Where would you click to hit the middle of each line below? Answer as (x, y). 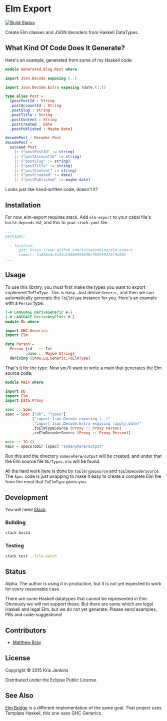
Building (15, 522)
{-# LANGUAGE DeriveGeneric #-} (39, 312)
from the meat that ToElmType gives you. (46, 482)
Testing (14, 546)
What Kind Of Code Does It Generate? (65, 48)
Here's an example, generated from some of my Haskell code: (69, 60)
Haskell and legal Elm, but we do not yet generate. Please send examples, (81, 609)
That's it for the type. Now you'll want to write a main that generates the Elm (83, 368)
